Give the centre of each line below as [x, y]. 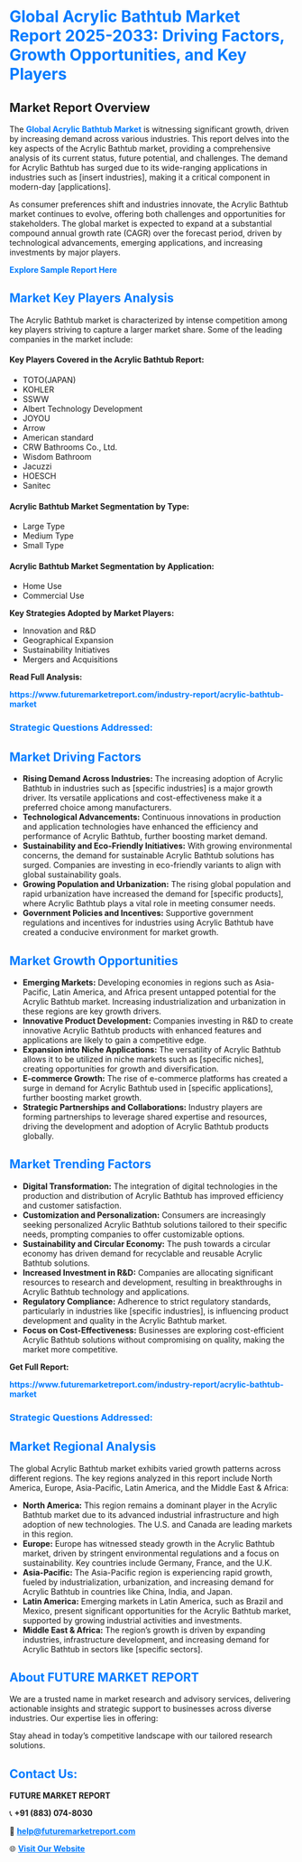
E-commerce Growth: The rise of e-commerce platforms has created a [155, 1078]
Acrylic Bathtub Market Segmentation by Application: [112, 566]
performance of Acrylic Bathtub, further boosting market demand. [145, 837]
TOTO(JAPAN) [49, 380]
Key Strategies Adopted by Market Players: [92, 613]
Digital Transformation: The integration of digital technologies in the [150, 1186]
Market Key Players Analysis [92, 299]
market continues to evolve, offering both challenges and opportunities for [147, 214]
